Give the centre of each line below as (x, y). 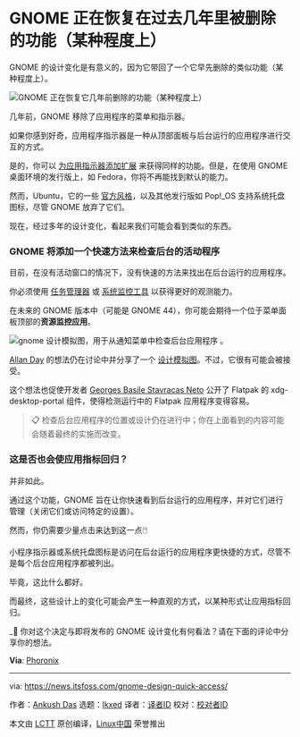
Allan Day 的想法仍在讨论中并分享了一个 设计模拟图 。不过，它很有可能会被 (146, 360)
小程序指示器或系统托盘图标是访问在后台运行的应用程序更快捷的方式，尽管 (146, 552)
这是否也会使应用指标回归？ (69, 460)
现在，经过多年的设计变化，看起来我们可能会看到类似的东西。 (123, 225)
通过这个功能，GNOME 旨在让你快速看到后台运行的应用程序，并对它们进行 (146, 500)
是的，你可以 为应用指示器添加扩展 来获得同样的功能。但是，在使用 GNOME (149, 165)
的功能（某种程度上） (88, 41)
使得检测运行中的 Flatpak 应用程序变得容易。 (171, 401)
